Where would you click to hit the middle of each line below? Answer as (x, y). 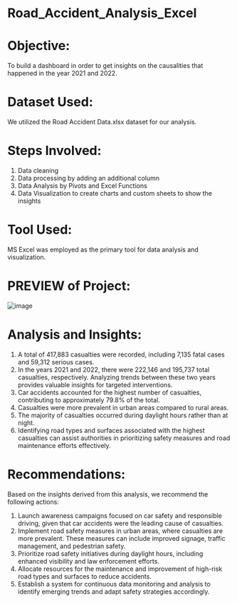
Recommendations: (67, 474)
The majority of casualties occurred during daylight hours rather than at (123, 415)
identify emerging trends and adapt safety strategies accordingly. (114, 592)
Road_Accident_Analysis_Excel (102, 13)
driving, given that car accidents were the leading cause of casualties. (121, 523)
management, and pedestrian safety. (72, 546)
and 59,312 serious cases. (56, 362)
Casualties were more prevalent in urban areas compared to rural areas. (123, 407)
